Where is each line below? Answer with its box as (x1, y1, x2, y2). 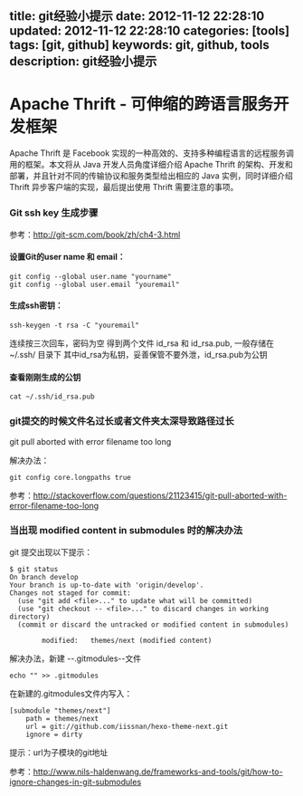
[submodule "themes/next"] (9, 705, 111, 715)
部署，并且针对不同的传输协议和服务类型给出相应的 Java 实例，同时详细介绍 (9, 170, 294, 181)
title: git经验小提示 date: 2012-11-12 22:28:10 (9, 8, 265, 24)
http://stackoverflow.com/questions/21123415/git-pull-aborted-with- (33, 490, 288, 501)
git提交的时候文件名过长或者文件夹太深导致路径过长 (9, 415, 235, 427)
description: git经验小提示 (9, 53, 157, 70)
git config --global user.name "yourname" (9, 272, 172, 281)
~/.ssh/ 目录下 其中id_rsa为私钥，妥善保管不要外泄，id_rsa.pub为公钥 (9, 350, 268, 360)
